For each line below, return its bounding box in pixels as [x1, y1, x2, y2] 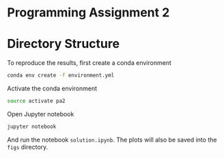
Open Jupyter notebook [7, 109, 74, 118]
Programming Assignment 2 [7, 5, 170, 21]
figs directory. [7, 142, 48, 151]
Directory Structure [7, 36, 120, 52]
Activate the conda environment [7, 84, 98, 92]
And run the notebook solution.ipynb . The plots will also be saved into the [7, 135, 217, 144]
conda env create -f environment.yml [7, 72, 115, 79]
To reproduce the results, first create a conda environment [7, 59, 172, 67]
